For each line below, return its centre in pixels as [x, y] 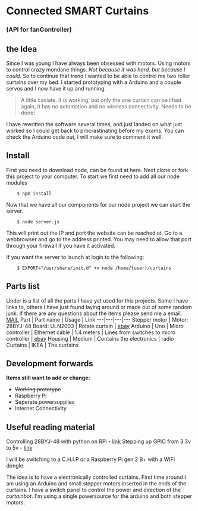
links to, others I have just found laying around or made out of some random [99, 307]
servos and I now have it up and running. [56, 88]
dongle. [15, 466]
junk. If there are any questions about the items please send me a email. [94, 313]
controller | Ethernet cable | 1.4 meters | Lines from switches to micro [91, 332]
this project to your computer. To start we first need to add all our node [93, 176]
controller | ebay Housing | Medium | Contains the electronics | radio [90, 338]
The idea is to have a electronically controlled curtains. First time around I [96, 477]
